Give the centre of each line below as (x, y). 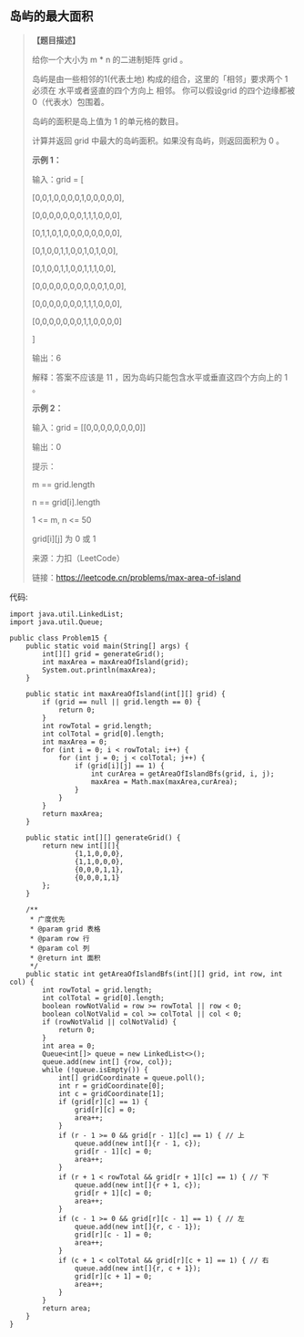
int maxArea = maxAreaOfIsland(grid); (116, 662)
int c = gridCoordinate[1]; (111, 1093)
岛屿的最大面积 (51, 16)
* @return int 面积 (65, 958)
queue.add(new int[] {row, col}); (107, 1061)
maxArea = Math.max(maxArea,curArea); (164, 782)
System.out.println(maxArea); (99, 670)
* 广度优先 (47, 919)
